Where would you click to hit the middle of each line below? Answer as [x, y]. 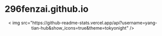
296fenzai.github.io [47, 9]
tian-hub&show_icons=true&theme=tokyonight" [80, 28]
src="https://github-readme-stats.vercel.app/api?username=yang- [89, 23]
